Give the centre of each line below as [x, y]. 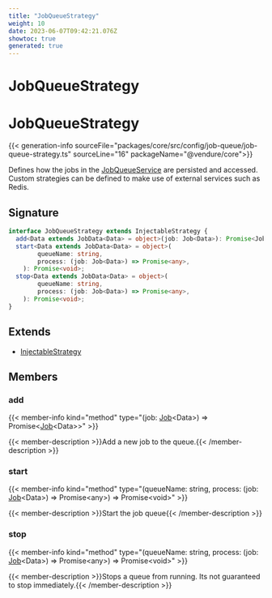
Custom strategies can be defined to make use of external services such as [134, 178]
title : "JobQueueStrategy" [54, 16]
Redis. [19, 187]
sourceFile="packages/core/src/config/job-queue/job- [166, 146]
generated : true [36, 46]
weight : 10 [27, 23]
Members [33, 376]
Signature [34, 213]
